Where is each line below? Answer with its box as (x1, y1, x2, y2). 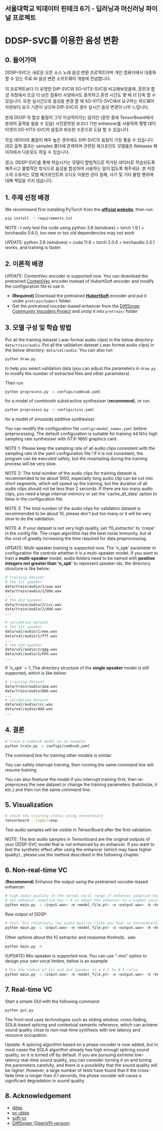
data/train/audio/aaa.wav (5, 684, 57, 689)
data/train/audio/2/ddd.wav (5, 607, 62, 611)
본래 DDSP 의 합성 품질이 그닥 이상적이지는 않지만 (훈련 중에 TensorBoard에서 (5, 115, 154, 121)
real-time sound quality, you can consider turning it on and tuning (20, 1057, 152, 1063)
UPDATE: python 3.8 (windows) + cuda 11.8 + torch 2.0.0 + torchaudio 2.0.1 (5, 240, 155, 245)
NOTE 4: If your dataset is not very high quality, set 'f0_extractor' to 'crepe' (5, 525, 155, 531)
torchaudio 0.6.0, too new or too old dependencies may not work (5, 230, 135, 236)
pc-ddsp (12, 1110, 30, 1115)
